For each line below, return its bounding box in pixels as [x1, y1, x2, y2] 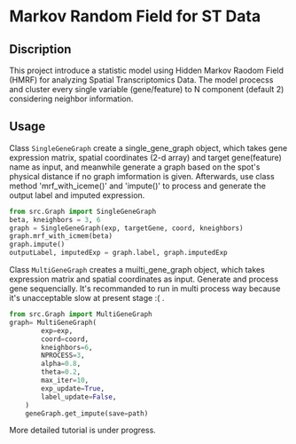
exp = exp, [41, 326, 74, 335]
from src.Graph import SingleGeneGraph [9, 207, 157, 216]
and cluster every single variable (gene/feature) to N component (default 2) [9, 84, 284, 94]
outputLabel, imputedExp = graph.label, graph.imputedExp [9, 249, 228, 258]
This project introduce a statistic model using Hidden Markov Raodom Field [9, 65, 284, 75]
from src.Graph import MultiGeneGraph [9, 310, 152, 319]
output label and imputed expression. [9, 189, 145, 201]
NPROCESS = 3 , [41, 351, 86, 361]
